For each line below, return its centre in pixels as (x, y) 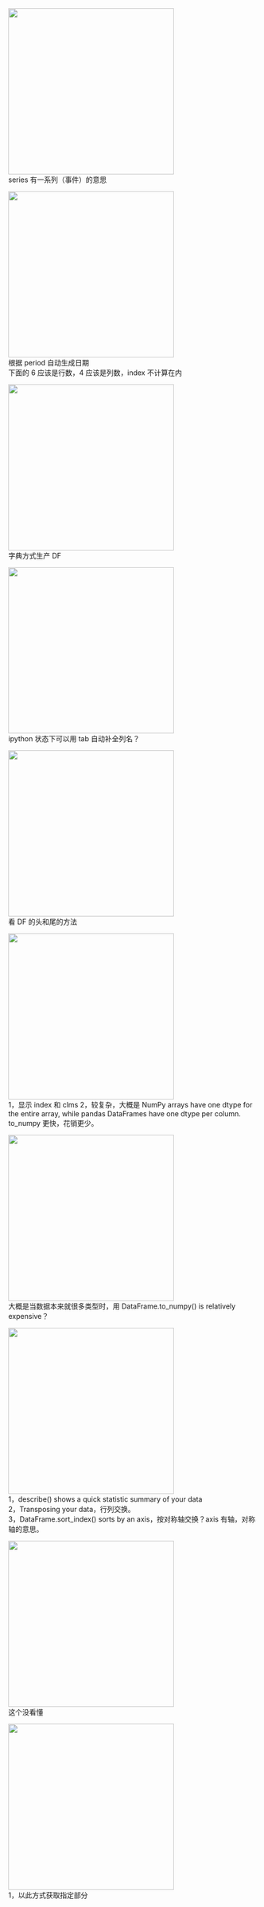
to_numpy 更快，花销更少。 (53, 1123)
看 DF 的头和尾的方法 (43, 922)
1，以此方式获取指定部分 (48, 1895)
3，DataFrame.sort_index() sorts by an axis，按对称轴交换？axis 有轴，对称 (132, 1519)
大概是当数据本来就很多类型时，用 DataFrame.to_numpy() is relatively (122, 1306)
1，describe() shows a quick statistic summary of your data (105, 1499)
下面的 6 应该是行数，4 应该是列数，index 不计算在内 (95, 373)
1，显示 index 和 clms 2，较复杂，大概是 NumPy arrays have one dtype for (130, 1105)
